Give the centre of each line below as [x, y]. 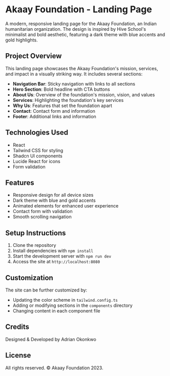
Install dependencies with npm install [53, 251]
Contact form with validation [42, 212]
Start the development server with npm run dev [62, 256]
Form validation [29, 166]
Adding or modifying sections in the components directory [73, 305]
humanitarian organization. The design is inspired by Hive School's [76, 29]
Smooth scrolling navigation [42, 217]
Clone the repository [34, 245]
